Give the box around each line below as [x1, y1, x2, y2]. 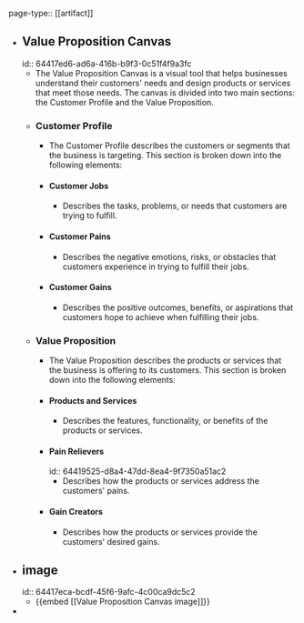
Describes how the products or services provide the [62, 527, 258, 538]
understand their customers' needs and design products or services [35, 77, 291, 88]
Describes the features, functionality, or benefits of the [62, 416, 269, 427]
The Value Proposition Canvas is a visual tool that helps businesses [35, 67, 288, 78]
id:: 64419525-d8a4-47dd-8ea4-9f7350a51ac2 [48, 466, 227, 477]
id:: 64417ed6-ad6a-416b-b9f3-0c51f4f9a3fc [21, 58, 192, 69]
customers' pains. [62, 486, 130, 497]
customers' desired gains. [62, 536, 160, 547]
